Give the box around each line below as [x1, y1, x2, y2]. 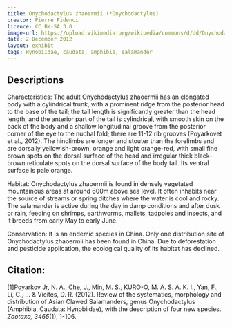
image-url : [7, 29, 39, 37]
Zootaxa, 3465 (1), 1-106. [7, 312, 77, 320]
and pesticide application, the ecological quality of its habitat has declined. [7, 244, 220, 252]
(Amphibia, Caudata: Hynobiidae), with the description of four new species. [7, 305, 222, 313]
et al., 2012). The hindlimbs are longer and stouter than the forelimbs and [7, 136, 215, 145]
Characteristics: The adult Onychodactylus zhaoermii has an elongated [7, 93, 209, 101]
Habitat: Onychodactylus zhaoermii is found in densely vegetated [7, 179, 193, 187]
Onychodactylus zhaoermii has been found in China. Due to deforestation [7, 236, 216, 245]
